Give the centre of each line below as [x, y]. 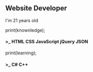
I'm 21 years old [22, 20]
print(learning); [21, 53]
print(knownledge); [25, 30]
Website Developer [36, 8]
